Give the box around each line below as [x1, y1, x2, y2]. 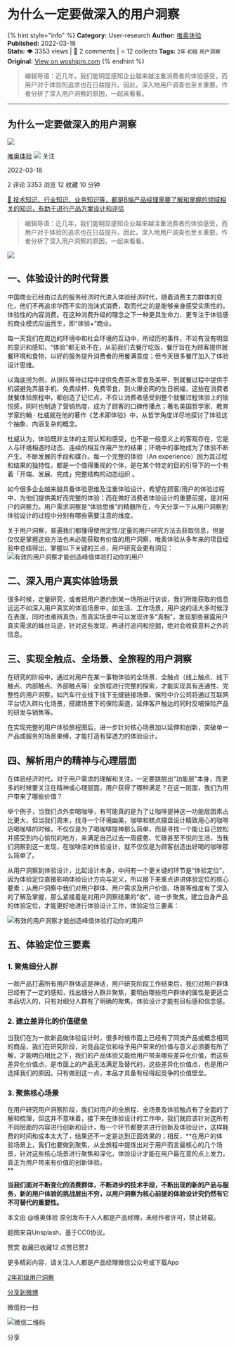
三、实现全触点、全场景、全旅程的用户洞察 [7, 653, 192, 664]
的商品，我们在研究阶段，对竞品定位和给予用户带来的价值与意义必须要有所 [7, 1042, 223, 1051]
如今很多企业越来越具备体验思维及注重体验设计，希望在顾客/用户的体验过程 [7, 484, 225, 493]
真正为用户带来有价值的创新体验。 [7, 1158, 106, 1167]
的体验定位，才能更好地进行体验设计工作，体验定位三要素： [7, 901, 180, 910]
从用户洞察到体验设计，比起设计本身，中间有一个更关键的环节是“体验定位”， [7, 866, 228, 874]
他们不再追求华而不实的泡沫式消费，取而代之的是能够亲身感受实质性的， [19, 301, 229, 310]
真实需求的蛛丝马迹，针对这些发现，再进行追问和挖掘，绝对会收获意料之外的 [7, 622, 229, 630]
